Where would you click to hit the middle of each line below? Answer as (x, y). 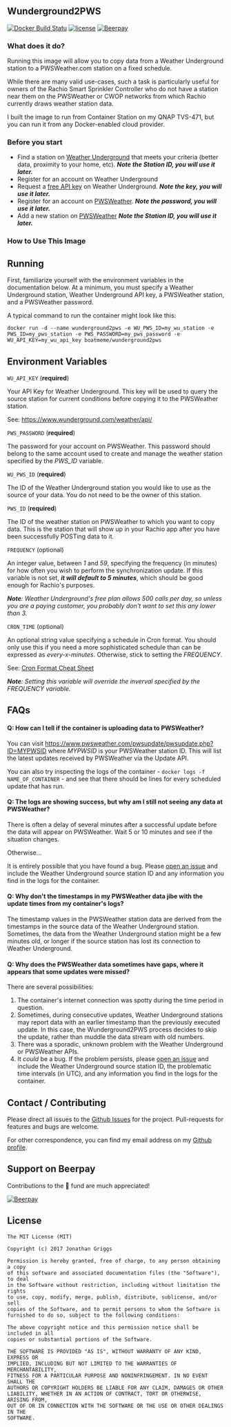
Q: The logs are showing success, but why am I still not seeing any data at (115, 802)
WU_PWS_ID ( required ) (37, 474)
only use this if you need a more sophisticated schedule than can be (104, 647)
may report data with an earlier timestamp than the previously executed (119, 1022)
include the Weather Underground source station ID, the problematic (114, 1067)
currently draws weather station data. (60, 104)
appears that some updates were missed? (68, 971)
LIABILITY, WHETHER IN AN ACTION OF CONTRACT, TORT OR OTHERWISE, (104, 1394)
